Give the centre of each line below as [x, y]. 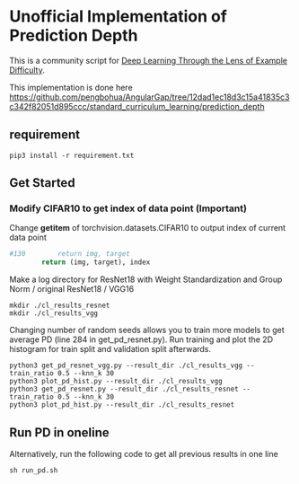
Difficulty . [27, 70]
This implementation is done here [71, 87]
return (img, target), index [96, 262]
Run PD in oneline [59, 432]
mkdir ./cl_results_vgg [54, 313]
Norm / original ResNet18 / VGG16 [72, 289]
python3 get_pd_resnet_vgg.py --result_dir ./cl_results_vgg [126, 365]
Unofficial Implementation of [118, 17]
